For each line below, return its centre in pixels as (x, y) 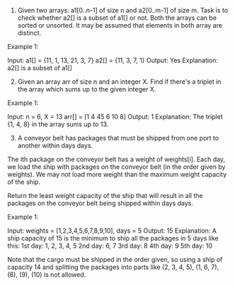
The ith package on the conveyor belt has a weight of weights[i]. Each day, (116, 159)
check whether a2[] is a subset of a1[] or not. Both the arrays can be (117, 18)
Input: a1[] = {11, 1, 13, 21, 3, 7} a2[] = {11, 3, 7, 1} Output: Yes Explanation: (113, 60)
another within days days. (55, 145)
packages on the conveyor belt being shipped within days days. (100, 203)
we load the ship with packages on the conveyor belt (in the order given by (116, 167)
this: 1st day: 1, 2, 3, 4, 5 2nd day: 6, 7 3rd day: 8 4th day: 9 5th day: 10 (110, 246)
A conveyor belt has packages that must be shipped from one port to (118, 138)
